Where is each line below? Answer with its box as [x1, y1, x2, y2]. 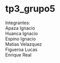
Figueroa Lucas [5, 46, 38, 52]
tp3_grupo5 [5, 3, 55, 15]
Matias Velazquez [5, 41, 42, 47]
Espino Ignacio [5, 36, 36, 42]
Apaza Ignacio [5, 25, 35, 31]
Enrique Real [5, 51, 32, 58]
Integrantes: [5, 20, 30, 26]
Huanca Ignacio [5, 30, 38, 36]
